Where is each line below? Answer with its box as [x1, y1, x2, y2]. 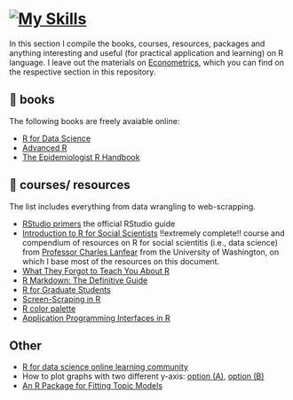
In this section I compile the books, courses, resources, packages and [9, 38, 265, 49]
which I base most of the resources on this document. [21, 255, 220, 266]
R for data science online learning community [21, 362, 189, 373]
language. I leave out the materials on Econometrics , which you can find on [9, 57, 284, 67]
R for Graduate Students [21, 284, 111, 294]
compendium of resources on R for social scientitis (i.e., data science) [21, 237, 278, 247]
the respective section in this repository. [9, 67, 156, 77]
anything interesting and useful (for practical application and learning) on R [9, 47, 284, 58]
